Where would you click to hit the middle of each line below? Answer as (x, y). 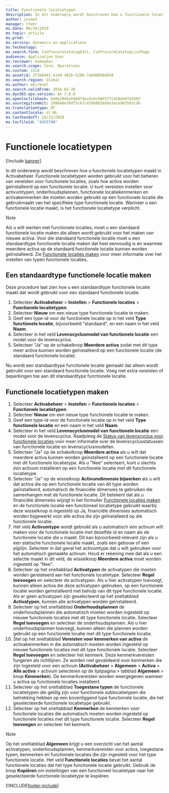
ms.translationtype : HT (31, 108)
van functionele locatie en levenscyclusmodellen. (64, 447)
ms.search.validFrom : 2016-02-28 (41, 89)
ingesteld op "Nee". (33, 564)
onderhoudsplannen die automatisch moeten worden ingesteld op (81, 612)
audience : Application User (35, 57)
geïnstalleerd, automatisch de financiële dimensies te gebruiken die (83, 489)
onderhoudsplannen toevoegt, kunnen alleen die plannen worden (80, 628)
